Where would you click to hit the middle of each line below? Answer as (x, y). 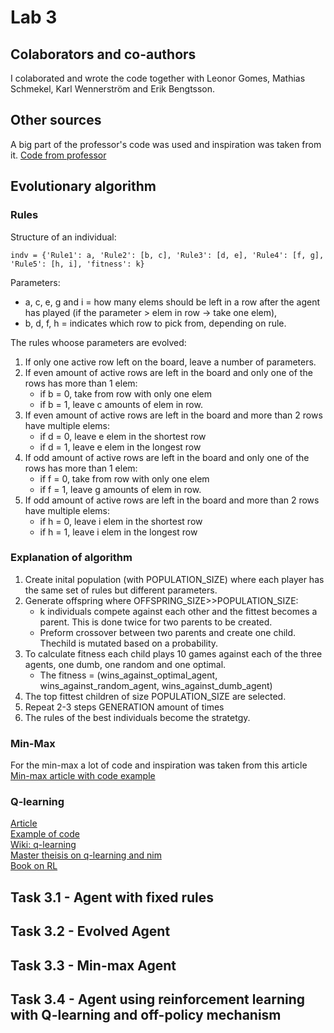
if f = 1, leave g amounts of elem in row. (120, 489)
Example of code (45, 834)
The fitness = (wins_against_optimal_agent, (128, 675)
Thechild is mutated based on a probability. (129, 643)
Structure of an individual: (63, 237)
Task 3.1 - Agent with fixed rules (112, 897)
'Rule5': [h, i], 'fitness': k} (77, 264)
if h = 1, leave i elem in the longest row (118, 532)
